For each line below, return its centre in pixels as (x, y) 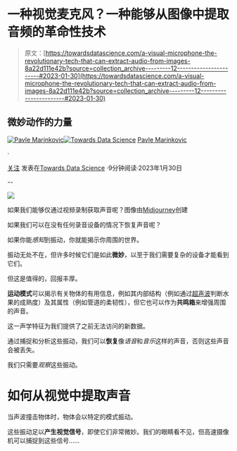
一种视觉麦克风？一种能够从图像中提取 (118, 14)
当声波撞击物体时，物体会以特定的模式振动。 (72, 416)
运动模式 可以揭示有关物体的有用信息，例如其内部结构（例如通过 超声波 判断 (115, 293)
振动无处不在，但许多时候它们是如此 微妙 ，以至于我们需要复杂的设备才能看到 (118, 254)
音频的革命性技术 (57, 32)
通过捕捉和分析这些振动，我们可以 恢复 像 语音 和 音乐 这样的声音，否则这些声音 (118, 341)
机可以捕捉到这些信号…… (44, 440)
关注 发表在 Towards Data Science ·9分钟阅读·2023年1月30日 (95, 168)
